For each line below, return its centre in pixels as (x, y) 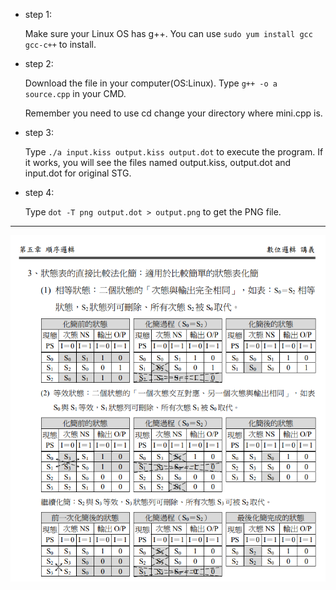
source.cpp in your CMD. (75, 93)
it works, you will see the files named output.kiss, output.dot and (158, 162)
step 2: (39, 63)
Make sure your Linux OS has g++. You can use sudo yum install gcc (168, 33)
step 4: (39, 192)
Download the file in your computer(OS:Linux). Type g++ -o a (151, 83)
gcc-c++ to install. (60, 44)
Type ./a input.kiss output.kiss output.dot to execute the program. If (174, 152)
